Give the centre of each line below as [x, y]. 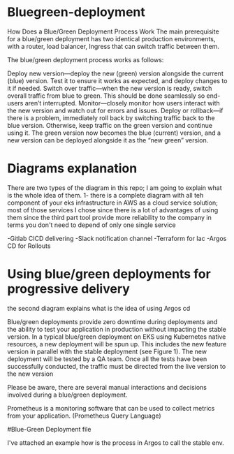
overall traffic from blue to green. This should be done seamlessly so [106, 96]
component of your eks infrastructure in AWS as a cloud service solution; [112, 203]
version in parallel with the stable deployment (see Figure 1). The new [107, 351]
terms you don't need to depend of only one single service [92, 225]
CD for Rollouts [29, 246]
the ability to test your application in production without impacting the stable [117, 329]
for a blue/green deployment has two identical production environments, [111, 38]
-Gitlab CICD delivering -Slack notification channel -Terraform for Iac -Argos [117, 238]
